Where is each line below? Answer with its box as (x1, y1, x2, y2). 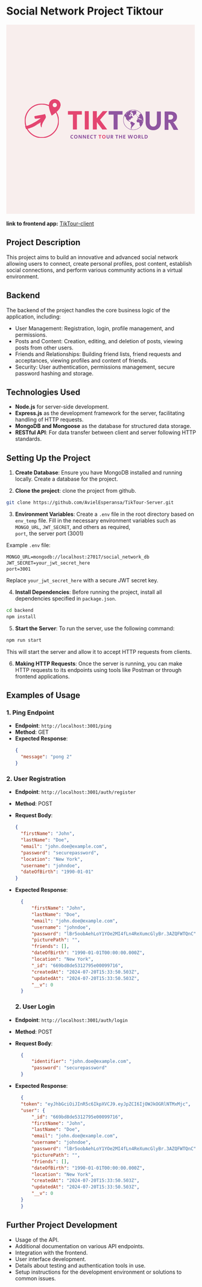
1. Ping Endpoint (6, 708, 54, 717)
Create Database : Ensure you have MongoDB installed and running (14, 469, 183, 476)
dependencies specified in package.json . (14, 595, 116, 602)
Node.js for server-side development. (14, 403, 110, 410)
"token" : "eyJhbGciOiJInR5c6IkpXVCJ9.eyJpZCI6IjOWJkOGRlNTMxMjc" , (21, 1101, 191, 1107)
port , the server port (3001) (14, 530, 84, 537)
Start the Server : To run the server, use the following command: (14, 625, 175, 632)
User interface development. (14, 1255, 86, 1263)
